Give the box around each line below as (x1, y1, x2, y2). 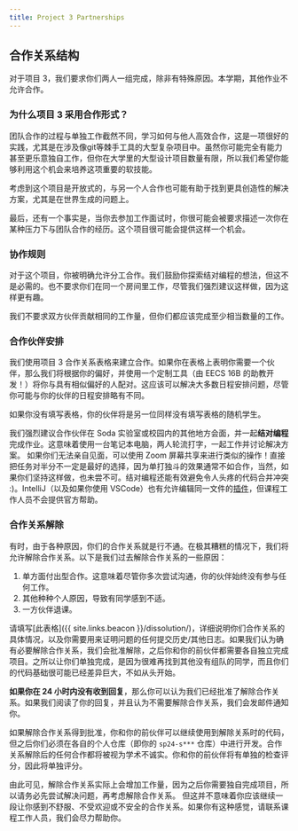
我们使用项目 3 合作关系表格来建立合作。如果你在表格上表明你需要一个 (9, 357, 268, 368)
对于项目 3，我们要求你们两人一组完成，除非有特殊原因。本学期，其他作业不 (9, 73, 288, 84)
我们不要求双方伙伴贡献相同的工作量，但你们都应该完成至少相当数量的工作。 (9, 311, 289, 322)
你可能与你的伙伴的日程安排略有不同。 (9, 390, 149, 401)
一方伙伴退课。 (21, 604, 77, 615)
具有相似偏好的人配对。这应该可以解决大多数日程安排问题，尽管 (55, 379, 289, 390)
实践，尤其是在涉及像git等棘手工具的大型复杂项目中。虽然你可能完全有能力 (9, 141, 283, 152)
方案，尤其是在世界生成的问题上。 (9, 193, 134, 204)
